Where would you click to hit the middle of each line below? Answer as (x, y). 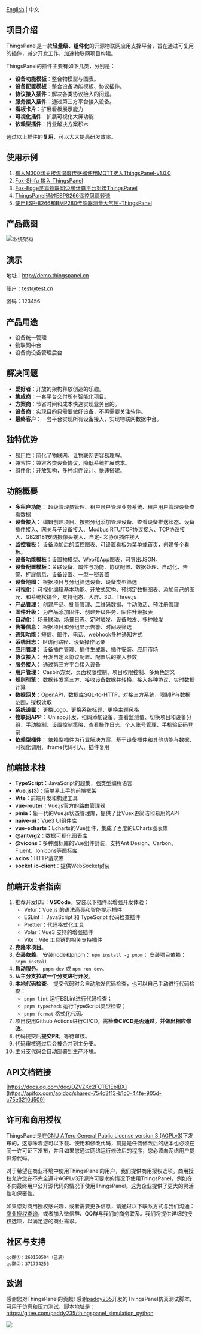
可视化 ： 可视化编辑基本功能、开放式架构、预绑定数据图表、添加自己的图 (105, 589)
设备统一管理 (31, 338)
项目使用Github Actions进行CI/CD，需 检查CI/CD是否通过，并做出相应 (100, 1021)
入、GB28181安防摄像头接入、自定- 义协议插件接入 (77, 536)
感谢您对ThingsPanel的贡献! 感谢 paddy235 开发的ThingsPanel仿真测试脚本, (99, 1299)
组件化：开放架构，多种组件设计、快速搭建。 (70, 470)
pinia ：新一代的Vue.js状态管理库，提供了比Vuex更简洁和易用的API (97, 813)
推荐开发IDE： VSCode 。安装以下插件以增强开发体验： (82, 902)
